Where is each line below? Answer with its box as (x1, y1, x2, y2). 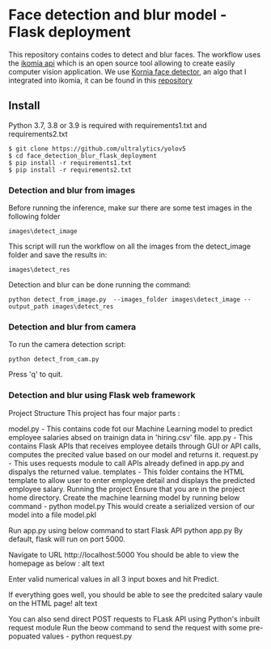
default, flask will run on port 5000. (8, 534, 125, 544)
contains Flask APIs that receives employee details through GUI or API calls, (8, 441, 261, 451)
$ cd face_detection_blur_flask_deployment (8, 151, 158, 159)
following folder (8, 212, 61, 222)
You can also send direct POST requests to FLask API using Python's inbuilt (8, 613, 260, 624)
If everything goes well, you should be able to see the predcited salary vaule (8, 589, 263, 600)
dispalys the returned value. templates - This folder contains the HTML (8, 467, 245, 477)
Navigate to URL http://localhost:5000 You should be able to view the (8, 549, 239, 559)
